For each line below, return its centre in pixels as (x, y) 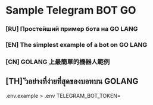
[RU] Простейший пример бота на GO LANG (72, 29)
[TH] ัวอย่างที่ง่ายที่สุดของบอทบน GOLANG (72, 82)
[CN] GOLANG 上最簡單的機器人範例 (58, 62)
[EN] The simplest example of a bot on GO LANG (76, 45)
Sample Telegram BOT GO (71, 10)
